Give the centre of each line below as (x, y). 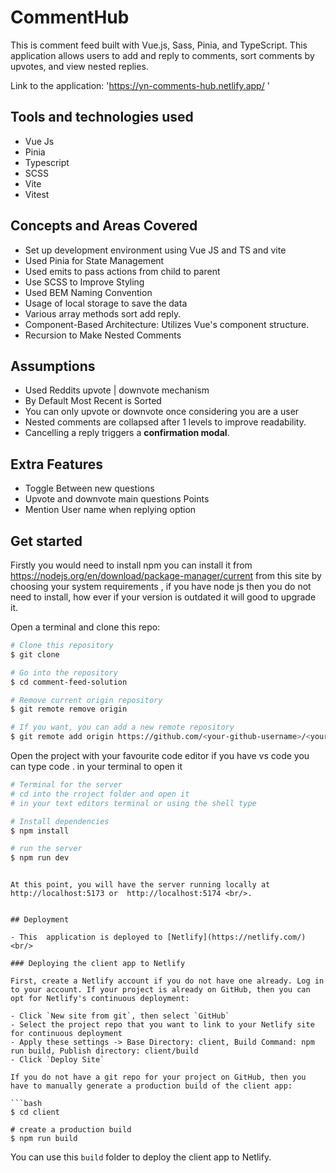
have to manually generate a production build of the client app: (151, 1086)
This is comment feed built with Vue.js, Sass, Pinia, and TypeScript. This (159, 45)
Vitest (37, 194)
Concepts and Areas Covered (104, 226)
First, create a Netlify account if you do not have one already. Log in (167, 981)
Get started (46, 541)
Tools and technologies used (102, 117)
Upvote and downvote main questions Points (117, 499)
